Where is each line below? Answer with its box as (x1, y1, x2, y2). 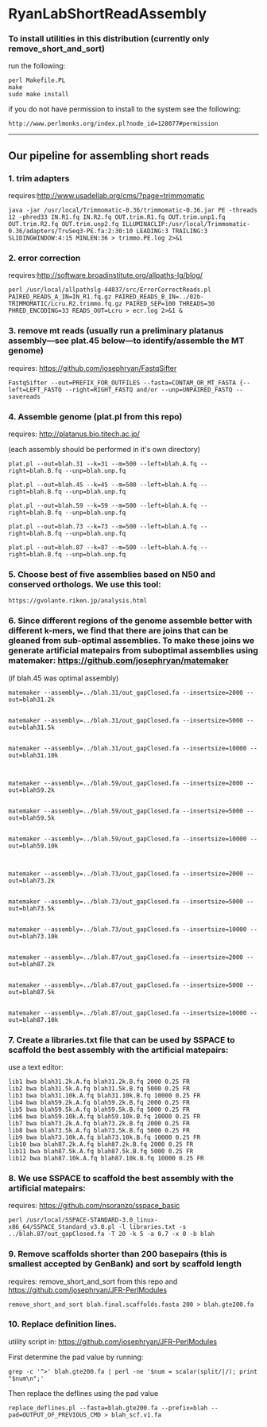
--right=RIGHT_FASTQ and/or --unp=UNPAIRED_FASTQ (64, 385, 233, 394)
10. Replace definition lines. (8, 1319, 117, 1330)
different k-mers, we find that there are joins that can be (8, 626, 229, 637)
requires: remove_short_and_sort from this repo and (8, 1277, 178, 1286)
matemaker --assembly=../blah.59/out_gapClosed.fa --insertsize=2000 (8, 779, 244, 787)
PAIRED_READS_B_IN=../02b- (114, 293, 204, 301)
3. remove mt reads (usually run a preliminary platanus (8, 326, 224, 337)
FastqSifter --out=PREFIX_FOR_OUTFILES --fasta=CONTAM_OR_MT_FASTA (8, 379, 237, 387)
